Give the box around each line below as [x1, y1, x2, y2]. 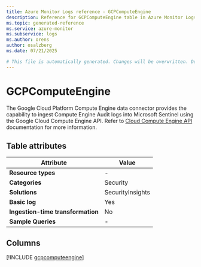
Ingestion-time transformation [9, 208, 99, 216]
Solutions [9, 188, 37, 197]
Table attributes [6, 140, 67, 151]
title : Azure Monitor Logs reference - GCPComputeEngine [6, 8, 151, 15]
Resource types [9, 169, 56, 177]
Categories [9, 178, 42, 187]
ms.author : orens [6, 37, 50, 43]
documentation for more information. [6, 124, 98, 131]
